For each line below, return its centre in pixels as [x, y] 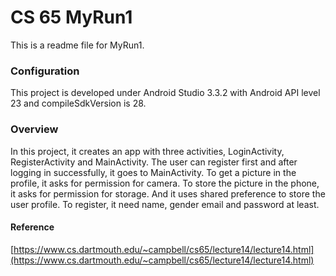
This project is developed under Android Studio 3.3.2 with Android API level [165, 93]
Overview [34, 129]
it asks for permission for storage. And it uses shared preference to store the [168, 193]
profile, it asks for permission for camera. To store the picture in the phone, [165, 183]
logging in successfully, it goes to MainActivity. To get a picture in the [153, 172]
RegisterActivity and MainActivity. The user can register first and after [154, 162]
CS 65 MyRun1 [71, 17]
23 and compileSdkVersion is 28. [78, 103]
